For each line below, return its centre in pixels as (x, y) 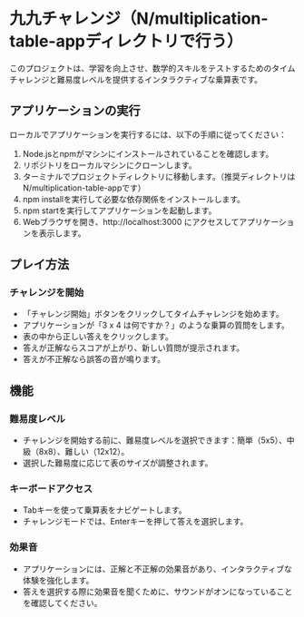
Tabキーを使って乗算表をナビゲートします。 (105, 510)
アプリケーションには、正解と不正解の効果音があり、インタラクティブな (157, 569)
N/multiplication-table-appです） (84, 188)
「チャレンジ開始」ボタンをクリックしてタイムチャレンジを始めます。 (153, 314)
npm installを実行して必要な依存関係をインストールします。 (134, 199)
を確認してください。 (62, 602)
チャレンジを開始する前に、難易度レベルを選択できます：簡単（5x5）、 (155, 440)
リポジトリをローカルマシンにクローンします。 (109, 165)
